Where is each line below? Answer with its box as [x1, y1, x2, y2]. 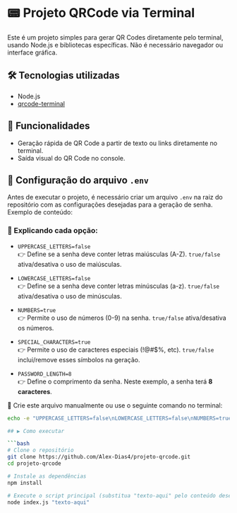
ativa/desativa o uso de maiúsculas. [17, 260, 122, 268]
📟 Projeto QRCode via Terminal [7, 5, 195, 21]
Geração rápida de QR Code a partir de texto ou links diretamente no [17, 139, 217, 147]
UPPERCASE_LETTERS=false [17, 243, 91, 250]
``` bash [7, 440, 30, 447]
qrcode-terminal [17, 99, 66, 108]
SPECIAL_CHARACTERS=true [17, 338, 91, 346]
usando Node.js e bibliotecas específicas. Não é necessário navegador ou [7, 40, 224, 49]
